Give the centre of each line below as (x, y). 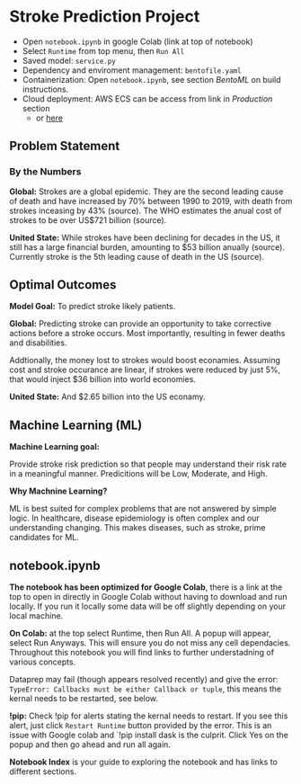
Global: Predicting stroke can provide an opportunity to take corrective (141, 324)
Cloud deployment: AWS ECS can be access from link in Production (147, 98)
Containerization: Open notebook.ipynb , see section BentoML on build (151, 79)
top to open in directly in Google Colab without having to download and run (148, 597)
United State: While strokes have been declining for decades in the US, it (145, 237)
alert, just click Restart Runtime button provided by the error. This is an (141, 726)
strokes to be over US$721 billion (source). (88, 220)
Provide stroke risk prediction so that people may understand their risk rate (148, 464)
